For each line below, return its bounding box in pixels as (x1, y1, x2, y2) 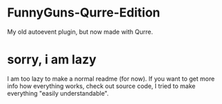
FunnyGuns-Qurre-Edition (7, 5, 161, 21)
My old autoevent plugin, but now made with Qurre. (7, 28, 154, 36)
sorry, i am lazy (7, 52, 97, 67)
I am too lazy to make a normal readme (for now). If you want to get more (7, 74, 215, 83)
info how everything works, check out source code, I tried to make (7, 81, 196, 90)
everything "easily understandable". (7, 89, 109, 97)
